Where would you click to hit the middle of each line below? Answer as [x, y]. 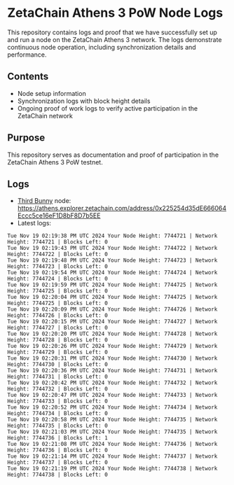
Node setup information [51, 93]
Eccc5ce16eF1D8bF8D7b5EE [59, 216]
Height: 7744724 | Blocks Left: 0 [58, 279]
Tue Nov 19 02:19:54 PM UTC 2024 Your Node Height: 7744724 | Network [112, 273]
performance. [27, 55]
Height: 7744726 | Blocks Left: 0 [58, 316]
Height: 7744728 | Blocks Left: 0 [58, 340]
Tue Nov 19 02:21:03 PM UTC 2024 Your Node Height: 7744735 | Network [112, 432]
